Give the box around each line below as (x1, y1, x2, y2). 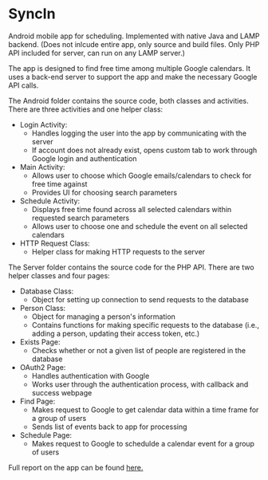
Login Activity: (19, 120, 68, 129)
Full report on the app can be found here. (8, 462, 144, 472)
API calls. (8, 81, 39, 90)
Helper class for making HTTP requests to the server (31, 246, 206, 256)
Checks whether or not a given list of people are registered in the (31, 345, 246, 355)
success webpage (31, 388, 93, 397)
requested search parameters (31, 213, 130, 222)
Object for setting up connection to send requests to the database (31, 294, 249, 304)
